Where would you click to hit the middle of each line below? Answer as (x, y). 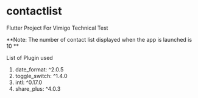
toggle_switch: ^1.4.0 (41, 76)
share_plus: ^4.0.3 (38, 88)
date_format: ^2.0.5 (39, 69)
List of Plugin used (30, 57)
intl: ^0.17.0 (29, 82)
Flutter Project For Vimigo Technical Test (57, 28)
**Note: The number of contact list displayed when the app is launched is (99, 39)
